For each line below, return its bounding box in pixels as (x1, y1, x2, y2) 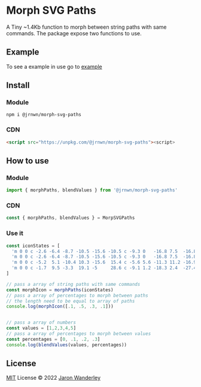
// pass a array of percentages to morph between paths (6, 292, 148, 298)
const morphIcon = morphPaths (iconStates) (6, 287, 114, 293)
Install (6, 80, 30, 90)
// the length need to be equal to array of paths (6, 298, 135, 304)
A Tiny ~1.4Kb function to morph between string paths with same (6, 23, 167, 31)
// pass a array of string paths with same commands (6, 281, 141, 287)
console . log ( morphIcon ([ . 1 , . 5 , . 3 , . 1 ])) (6, 303, 114, 310)
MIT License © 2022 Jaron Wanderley (6, 374, 100, 382)
